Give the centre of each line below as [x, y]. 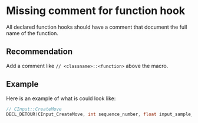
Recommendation [39, 52]
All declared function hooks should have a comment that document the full [97, 27]
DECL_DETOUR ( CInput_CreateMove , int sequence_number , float [82, 115]
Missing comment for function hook [96, 11]
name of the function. [32, 33]
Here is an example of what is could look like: [61, 98]
